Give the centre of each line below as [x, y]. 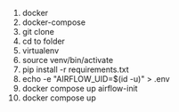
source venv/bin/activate [68, 60]
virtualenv [41, 51]
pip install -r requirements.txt [75, 69]
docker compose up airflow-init [80, 88]
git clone [38, 32]
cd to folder [43, 41]
